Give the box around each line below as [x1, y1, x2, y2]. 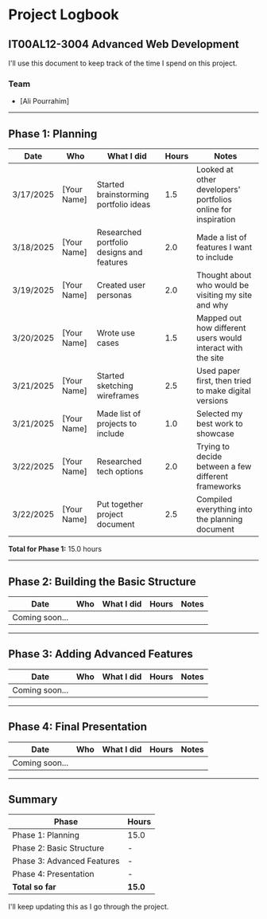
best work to [195, 418, 244, 430]
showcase [195, 428, 234, 439]
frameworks [195, 481, 242, 492]
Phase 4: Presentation [12, 869, 95, 880]
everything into [195, 504, 253, 515]
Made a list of [195, 232, 248, 243]
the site [195, 352, 224, 363]
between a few [195, 461, 252, 472]
